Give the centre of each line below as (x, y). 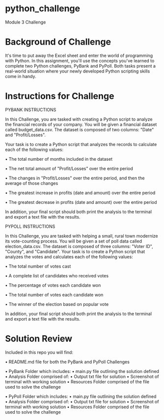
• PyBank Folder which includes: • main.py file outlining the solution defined (82, 371)
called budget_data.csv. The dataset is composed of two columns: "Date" (80, 129)
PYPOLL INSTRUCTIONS (30, 226)
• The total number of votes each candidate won (54, 295)
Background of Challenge (58, 42)
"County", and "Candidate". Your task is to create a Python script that (75, 251)
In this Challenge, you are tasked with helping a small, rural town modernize (82, 236)
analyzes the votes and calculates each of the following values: (69, 257)
